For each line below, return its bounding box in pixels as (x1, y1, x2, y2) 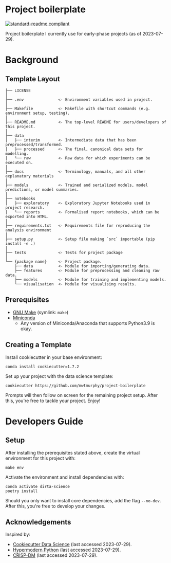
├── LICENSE (5, 88, 31, 93)
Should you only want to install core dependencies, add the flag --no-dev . (5, 497, 161, 503)
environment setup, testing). (5, 111, 70, 116)
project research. (5, 205, 45, 210)
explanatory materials (5, 173, 54, 178)
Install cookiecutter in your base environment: (5, 354, 102, 360)
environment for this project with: (5, 455, 76, 461)
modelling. (5, 151, 29, 156)
